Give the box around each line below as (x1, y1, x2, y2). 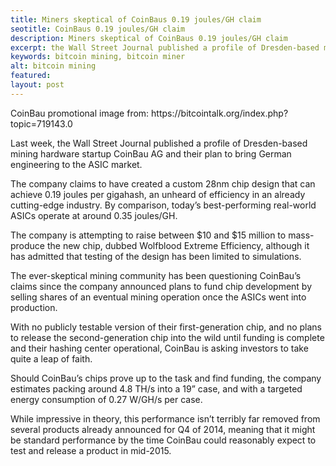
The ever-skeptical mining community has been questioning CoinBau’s (10, 269, 302, 281)
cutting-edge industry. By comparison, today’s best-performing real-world (10, 199, 317, 211)
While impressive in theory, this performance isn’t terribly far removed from (10, 412, 321, 425)
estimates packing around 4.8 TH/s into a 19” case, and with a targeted (10, 382, 303, 395)
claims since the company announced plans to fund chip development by (10, 280, 313, 292)
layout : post (10, 80, 65, 90)
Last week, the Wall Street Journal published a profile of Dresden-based (10, 137, 308, 149)
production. (10, 301, 58, 313)
